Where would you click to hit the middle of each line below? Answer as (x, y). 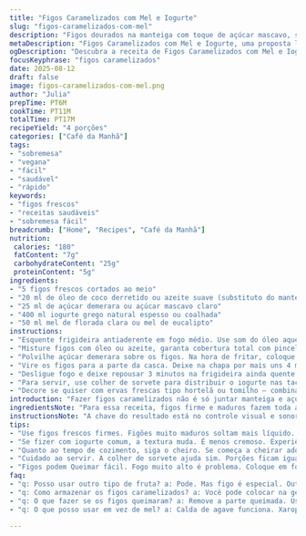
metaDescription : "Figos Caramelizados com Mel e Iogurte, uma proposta (150, 43)
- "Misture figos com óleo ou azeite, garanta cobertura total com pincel (154, 348)
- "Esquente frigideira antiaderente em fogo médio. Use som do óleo (144, 340)
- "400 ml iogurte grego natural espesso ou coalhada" (116, 314)
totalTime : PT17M (42, 119)
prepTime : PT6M (38, 103)
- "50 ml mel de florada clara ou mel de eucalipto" (112, 323)
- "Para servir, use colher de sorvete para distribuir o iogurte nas (146, 382)
